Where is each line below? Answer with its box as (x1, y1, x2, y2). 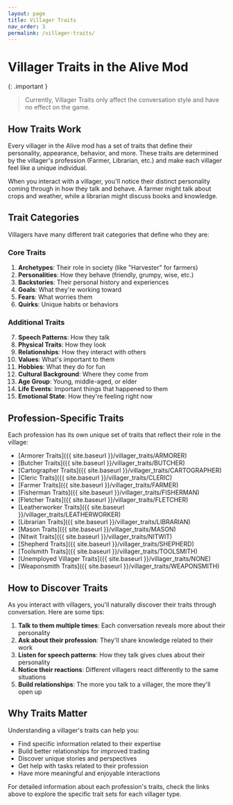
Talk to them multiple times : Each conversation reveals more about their (17, 621, 226, 630)
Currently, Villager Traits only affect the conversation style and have (24, 96, 219, 104)
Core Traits (8, 248, 46, 257)
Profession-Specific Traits (8, 412, 124, 424)
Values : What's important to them (17, 355, 115, 364)
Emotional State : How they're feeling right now (17, 392, 153, 401)
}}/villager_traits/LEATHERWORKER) (17, 510, 121, 519)
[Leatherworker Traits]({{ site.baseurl (17, 503, 125, 512)
